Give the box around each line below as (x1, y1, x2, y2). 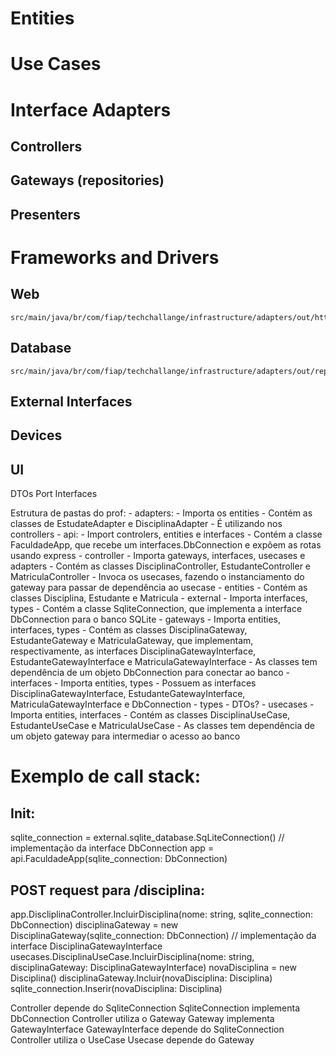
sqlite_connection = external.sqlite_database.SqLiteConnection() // (10, 832, 285, 844)
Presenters (10, 206, 81, 223)
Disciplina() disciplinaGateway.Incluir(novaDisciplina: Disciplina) (10, 972, 273, 984)
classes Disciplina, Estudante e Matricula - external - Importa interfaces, (10, 592, 308, 604)
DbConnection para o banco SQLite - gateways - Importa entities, (10, 613, 282, 626)
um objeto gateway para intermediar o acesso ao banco (10, 730, 241, 742)
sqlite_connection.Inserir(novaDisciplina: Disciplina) (10, 982, 223, 994)
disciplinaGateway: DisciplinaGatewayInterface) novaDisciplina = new (10, 961, 297, 973)
